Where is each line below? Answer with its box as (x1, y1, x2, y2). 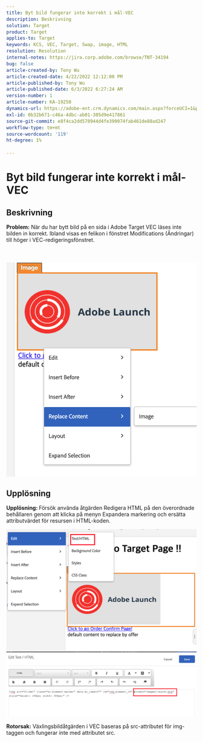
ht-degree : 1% (6, 137, 42, 143)
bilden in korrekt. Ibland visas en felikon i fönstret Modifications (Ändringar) (6, 230, 195, 237)
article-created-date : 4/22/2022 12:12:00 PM (6, 73, 123, 80)
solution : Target (6, 22, 50, 28)
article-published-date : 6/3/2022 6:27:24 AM (6, 86, 123, 93)
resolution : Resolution (6, 48, 66, 54)
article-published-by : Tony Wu (6, 80, 85, 86)
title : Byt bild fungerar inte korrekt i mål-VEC (6, 10, 134, 16)
